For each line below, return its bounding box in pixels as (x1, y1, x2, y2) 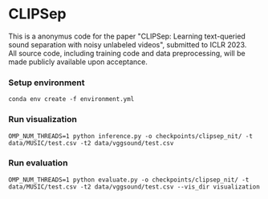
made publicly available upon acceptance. (8, 57, 148, 67)
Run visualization (8, 114, 78, 125)
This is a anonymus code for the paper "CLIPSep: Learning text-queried (8, 31, 246, 41)
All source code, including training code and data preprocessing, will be (8, 48, 246, 58)
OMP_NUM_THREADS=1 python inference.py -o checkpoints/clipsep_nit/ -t (8, 132, 253, 140)
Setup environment (8, 77, 86, 88)
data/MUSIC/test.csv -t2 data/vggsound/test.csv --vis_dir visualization (8, 182, 261, 191)
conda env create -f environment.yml (8, 95, 135, 104)
